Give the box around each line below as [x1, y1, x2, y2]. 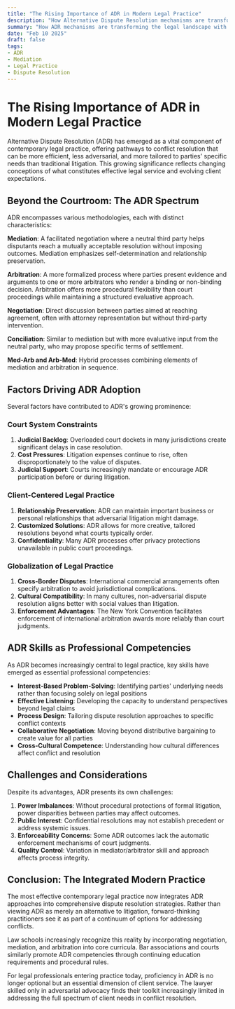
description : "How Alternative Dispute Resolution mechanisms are [7, 17, 205, 24]
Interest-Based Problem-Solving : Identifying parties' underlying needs [17, 682, 224, 690]
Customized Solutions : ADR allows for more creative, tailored [17, 521, 196, 529]
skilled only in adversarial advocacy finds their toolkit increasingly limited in [7, 987, 225, 995]
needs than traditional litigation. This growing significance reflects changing [7, 159, 226, 168]
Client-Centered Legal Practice [7, 490, 115, 500]
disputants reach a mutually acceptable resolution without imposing [7, 242, 203, 250]
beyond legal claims [17, 704, 76, 712]
